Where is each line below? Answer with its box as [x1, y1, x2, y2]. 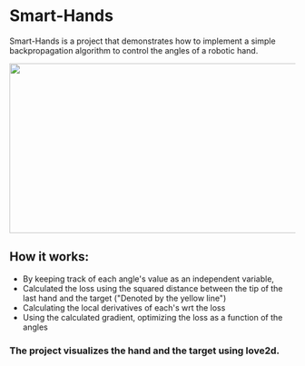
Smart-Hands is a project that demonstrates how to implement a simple [9, 35, 276, 46]
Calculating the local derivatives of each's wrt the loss [22, 302, 226, 313]
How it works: [9, 249, 89, 264]
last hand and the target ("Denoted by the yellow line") [22, 292, 227, 303]
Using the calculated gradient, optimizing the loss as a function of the [22, 312, 283, 322]
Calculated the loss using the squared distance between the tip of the [22, 282, 283, 293]
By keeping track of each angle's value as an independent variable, [22, 273, 275, 284]
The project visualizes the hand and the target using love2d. [9, 344, 280, 357]
